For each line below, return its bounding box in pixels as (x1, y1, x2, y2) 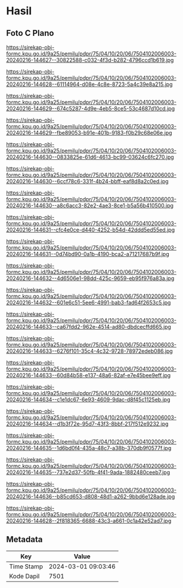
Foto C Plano (6, 28, 54, 38)
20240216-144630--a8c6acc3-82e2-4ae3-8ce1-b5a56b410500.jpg (6, 202, 174, 209)
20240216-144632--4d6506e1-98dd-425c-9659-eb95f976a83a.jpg (6, 275, 175, 282)
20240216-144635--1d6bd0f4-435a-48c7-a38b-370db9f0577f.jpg (6, 445, 172, 451)
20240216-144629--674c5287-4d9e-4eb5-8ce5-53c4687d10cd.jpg (6, 105, 175, 112)
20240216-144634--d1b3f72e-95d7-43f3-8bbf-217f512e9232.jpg (6, 420, 169, 427)
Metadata (6, 534, 43, 544)
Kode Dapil (9, 572, 40, 580)
